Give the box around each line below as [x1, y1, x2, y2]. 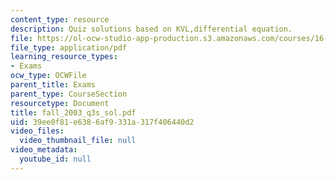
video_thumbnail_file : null [19, 136, 137, 146]
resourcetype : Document [10, 98, 110, 108]
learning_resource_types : [10, 52, 118, 62]
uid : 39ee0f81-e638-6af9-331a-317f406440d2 [10, 117, 195, 127]
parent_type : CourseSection [10, 89, 128, 99]
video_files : [10, 126, 65, 136]
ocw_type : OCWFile [10, 71, 87, 81]
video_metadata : [10, 145, 78, 155]
